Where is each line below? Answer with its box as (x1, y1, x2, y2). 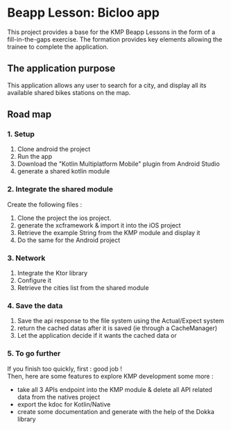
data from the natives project (17, 393, 101, 401)
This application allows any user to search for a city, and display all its (7, 81, 207, 89)
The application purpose (7, 62, 116, 74)
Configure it (17, 276, 52, 285)
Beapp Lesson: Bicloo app (7, 5, 160, 21)
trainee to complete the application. (7, 42, 109, 51)
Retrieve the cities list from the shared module (17, 284, 149, 292)
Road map (7, 109, 52, 121)
